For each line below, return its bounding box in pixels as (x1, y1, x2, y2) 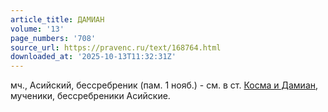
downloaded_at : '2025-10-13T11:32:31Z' (10, 52, 177, 62)
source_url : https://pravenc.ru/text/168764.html (10, 42, 222, 53)
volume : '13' (10, 24, 65, 34)
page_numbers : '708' (10, 33, 97, 43)
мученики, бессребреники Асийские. (10, 90, 171, 102)
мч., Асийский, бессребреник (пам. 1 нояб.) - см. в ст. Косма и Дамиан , (10, 79, 319, 91)
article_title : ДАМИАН (10, 14, 105, 25)
